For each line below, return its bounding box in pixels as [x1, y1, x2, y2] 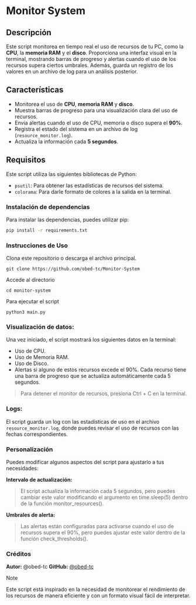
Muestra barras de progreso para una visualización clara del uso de [14, 107, 178, 114]
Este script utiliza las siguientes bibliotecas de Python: [6, 170, 137, 177]
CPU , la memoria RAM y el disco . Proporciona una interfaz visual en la [6, 49, 177, 56]
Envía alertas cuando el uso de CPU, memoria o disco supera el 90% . [14, 119, 183, 126]
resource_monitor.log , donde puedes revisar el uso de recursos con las [6, 424, 180, 431]
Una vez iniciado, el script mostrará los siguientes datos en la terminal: [6, 336, 177, 343]
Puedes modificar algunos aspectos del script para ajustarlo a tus [6, 458, 164, 465]
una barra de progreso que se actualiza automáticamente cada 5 [14, 373, 171, 380]
